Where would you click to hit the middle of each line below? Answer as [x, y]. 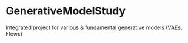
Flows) [14, 33]
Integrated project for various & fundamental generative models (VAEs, [94, 27]
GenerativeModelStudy [65, 11]
